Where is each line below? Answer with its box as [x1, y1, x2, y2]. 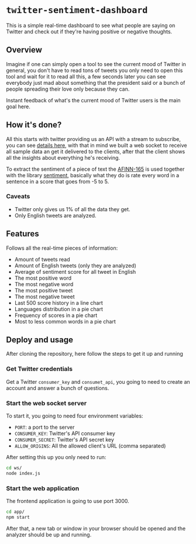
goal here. [6, 103, 30, 110]
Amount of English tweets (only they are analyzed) [14, 262, 136, 269]
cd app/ [6, 509, 25, 515]
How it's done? [6, 120, 62, 130]
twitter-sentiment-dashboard [6, 5, 148, 16]
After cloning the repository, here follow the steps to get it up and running [6, 350, 183, 357]
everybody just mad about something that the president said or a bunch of [6, 79, 185, 86]
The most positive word [14, 274, 72, 281]
